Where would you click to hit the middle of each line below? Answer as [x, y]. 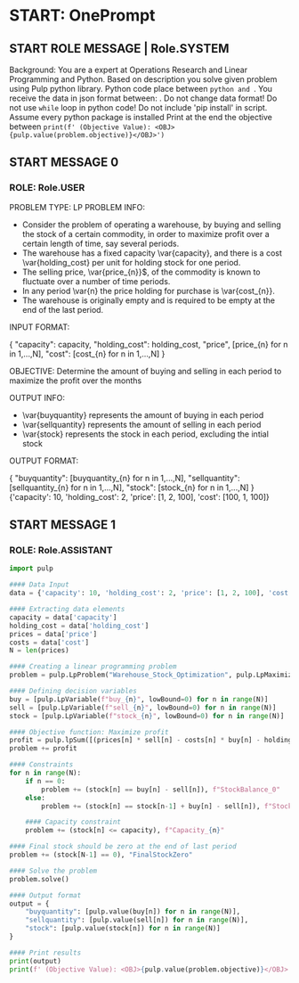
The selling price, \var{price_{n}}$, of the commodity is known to [141, 272]
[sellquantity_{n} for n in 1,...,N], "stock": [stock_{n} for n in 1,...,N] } [132, 487]
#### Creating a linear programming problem [93, 667]
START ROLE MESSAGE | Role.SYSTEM [119, 49]
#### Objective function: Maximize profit [89, 732]
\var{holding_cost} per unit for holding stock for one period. [131, 262]
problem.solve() [39, 879]
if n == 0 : [45, 781]
